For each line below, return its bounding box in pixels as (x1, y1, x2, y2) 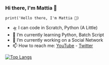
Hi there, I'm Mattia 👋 (5, 4, 57, 11)
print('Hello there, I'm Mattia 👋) (5, 16, 79, 21)
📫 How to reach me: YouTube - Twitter (12, 43, 93, 49)
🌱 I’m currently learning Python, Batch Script (12, 32, 104, 38)
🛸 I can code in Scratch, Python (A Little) (12, 25, 98, 31)
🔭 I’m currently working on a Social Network (12, 37, 103, 43)
